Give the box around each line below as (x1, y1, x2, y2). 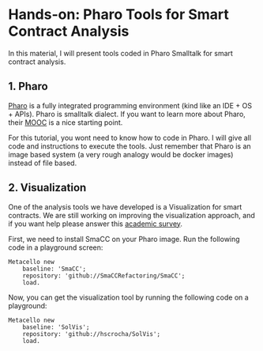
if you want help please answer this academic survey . (8, 219, 183, 228)
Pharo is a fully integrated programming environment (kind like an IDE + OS (8, 100, 253, 110)
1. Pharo (8, 80, 49, 93)
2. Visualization (8, 181, 87, 194)
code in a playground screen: (8, 243, 103, 252)
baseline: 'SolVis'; (22, 323, 90, 331)
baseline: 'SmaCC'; (22, 265, 87, 273)
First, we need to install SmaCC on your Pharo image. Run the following (8, 234, 240, 243)
